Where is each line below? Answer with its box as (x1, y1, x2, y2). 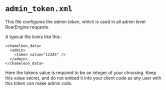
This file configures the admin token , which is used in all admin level (5, 18, 146, 24)
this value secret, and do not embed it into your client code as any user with (5, 74, 161, 81)
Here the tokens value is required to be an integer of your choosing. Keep (5, 69, 156, 75)
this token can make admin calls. (5, 80, 72, 86)
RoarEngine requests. (5, 24, 50, 30)
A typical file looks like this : (5, 33, 62, 39)
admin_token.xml (5, 4, 72, 13)
